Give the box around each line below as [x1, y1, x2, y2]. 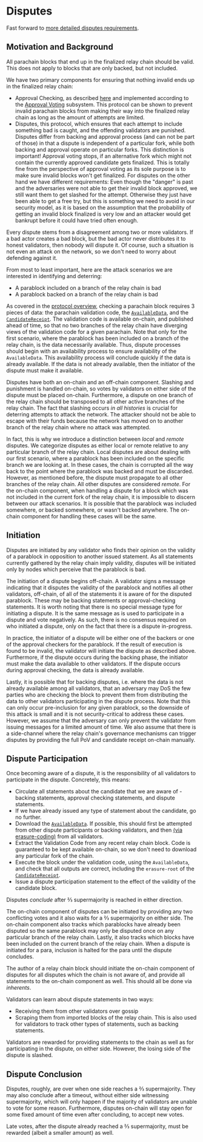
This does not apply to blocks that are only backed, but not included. [6, 64, 178, 72]
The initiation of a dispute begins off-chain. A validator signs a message [6, 577, 186, 584]
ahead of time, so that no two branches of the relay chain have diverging [6, 321, 188, 329]
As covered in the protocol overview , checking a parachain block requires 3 [6, 302, 195, 310]
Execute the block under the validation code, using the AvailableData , [15, 859, 190, 866]
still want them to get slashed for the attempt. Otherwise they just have [15, 191, 192, 198]
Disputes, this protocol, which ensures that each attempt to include [15, 120, 183, 127]
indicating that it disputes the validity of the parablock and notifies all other [6, 584, 193, 591]
